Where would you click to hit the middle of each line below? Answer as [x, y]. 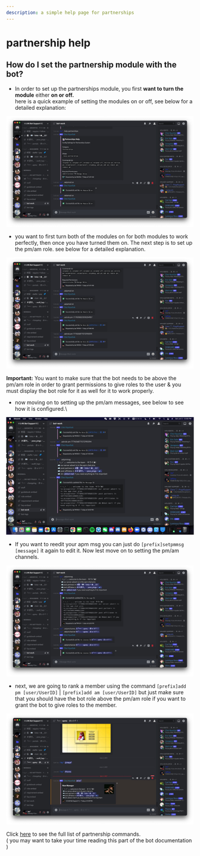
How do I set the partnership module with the [91, 65]
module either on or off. [44, 95]
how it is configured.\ [41, 409]
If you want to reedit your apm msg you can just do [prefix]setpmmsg [99, 544]
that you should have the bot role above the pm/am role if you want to [100, 698]
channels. [27, 557]
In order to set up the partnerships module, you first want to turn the [99, 88]
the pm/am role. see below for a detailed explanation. [80, 249]
